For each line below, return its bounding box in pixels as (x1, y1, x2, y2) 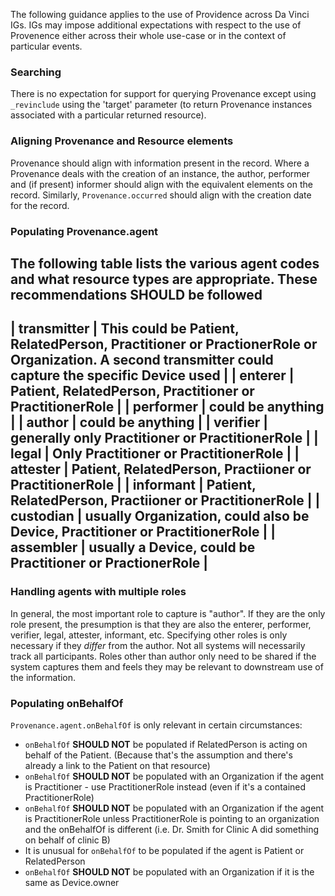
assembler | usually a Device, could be (10, 539, 256, 556)
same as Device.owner (24, 876, 120, 888)
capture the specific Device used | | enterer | (10, 367, 295, 384)
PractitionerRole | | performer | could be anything (10, 399, 325, 416)
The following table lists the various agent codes (10, 255, 320, 272)
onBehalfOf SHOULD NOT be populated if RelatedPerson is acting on (24, 738, 308, 750)
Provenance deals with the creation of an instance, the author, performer (10, 167, 311, 179)
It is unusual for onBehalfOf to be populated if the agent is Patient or (24, 844, 305, 856)
